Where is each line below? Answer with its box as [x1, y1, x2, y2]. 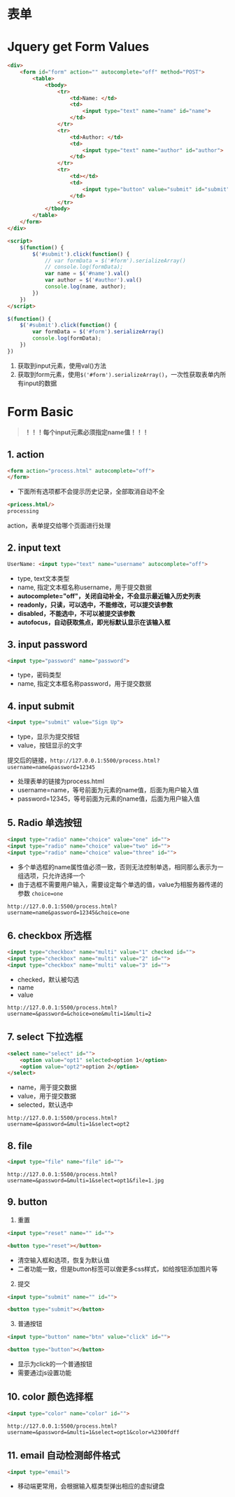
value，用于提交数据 [17, 1092, 77, 1101]
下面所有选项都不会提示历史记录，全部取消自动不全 [17, 488, 165, 496]
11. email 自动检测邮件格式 [7, 1449, 120, 1461]
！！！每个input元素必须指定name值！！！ [24, 428, 149, 436]
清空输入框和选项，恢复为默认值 [17, 1255, 110, 1264]
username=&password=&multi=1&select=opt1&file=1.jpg [7, 1177, 164, 1184]
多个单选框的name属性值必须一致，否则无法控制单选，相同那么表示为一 [17, 862, 224, 871]
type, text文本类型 [17, 574, 70, 582]
